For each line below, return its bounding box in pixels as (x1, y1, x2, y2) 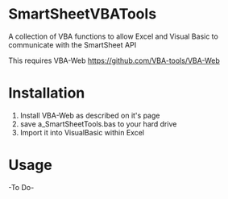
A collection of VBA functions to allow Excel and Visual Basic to (8, 31, 219, 41)
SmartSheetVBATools (8, 5, 157, 23)
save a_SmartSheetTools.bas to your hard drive (19, 118, 177, 129)
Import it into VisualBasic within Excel (19, 127, 145, 137)
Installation (8, 84, 85, 102)
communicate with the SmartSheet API (8, 39, 137, 49)
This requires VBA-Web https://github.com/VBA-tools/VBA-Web (8, 56, 220, 65)
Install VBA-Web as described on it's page (19, 110, 160, 120)
